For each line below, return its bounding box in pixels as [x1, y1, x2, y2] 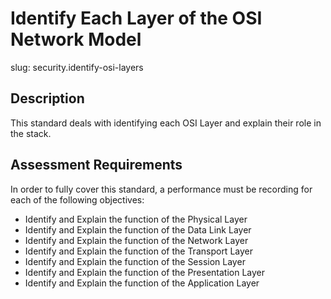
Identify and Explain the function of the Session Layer [24, 255, 246, 267]
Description [10, 90, 85, 107]
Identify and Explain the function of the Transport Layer [24, 245, 253, 257]
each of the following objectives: [10, 193, 145, 206]
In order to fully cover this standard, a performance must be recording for [10, 183, 313, 195]
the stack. [10, 127, 52, 139]
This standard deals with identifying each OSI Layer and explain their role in [10, 117, 322, 129]
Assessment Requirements [10, 157, 183, 174]
